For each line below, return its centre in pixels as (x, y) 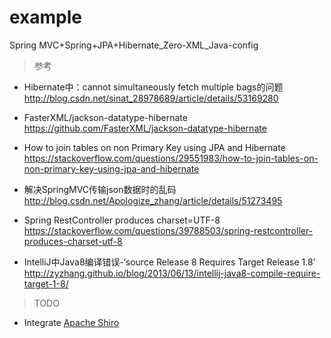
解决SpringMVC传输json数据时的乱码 (100, 189)
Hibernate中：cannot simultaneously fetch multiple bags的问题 (153, 87)
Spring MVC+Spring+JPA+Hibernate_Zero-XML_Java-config (134, 45)
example (46, 17)
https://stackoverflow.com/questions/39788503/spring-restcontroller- (168, 230)
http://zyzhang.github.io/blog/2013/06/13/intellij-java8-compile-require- (172, 273)
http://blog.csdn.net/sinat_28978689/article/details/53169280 (151, 98)
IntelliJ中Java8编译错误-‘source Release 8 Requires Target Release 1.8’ (169, 262)
